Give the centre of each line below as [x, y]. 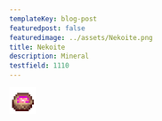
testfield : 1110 [39, 66]
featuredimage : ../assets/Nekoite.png [81, 37]
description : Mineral [49, 56]
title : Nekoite [37, 47]
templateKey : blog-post [53, 19]
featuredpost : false [48, 28]
